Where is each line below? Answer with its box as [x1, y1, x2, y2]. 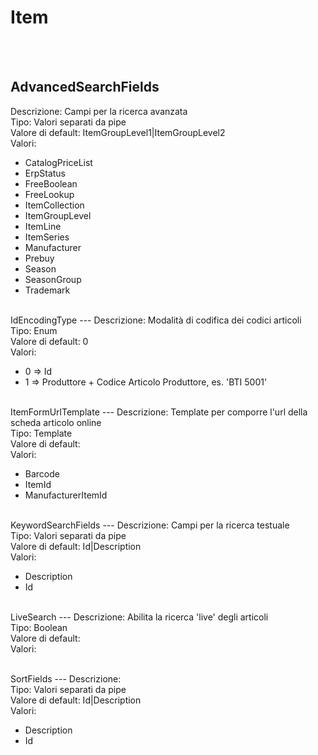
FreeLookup [24, 188, 75, 200]
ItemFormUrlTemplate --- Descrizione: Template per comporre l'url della [10, 406, 308, 418]
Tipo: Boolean [10, 621, 68, 633]
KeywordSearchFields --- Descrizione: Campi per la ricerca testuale [10, 519, 290, 531]
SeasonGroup [24, 273, 82, 285]
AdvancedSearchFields [10, 79, 160, 96]
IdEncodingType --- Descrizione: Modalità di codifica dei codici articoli [10, 314, 302, 326]
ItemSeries [24, 231, 70, 243]
